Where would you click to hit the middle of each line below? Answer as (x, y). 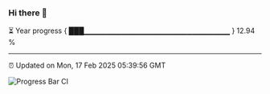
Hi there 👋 (28, 13)
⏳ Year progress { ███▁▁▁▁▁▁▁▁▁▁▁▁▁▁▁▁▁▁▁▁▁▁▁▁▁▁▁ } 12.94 (132, 31)
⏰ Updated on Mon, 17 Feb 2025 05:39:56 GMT (87, 65)
